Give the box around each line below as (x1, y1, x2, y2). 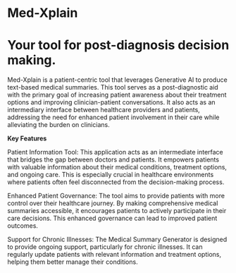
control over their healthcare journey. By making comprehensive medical (7, 199, 218, 207)
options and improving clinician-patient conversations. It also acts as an (7, 98, 216, 107)
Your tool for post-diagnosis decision (7, 37, 230, 54)
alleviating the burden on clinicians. (7, 121, 111, 129)
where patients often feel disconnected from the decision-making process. (7, 178, 225, 186)
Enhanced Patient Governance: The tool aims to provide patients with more (7, 192, 225, 200)
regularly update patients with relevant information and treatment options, (7, 250, 222, 259)
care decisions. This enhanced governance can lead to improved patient (7, 214, 218, 223)
